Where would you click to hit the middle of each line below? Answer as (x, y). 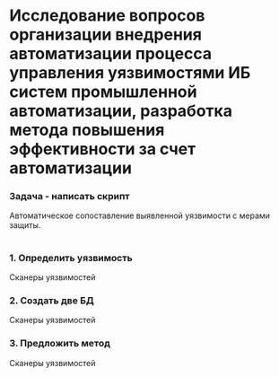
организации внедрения (105, 35)
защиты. (25, 225)
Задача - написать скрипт (70, 197)
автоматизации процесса (111, 54)
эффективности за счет (102, 149)
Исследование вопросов (107, 16)
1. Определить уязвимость (71, 258)
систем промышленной (103, 92)
